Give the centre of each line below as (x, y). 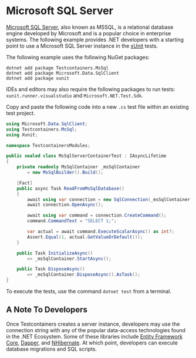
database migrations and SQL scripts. (52, 349)
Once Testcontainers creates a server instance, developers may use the (93, 324)
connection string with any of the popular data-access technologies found (96, 330)
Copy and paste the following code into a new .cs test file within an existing (97, 106)
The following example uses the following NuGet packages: (78, 57)
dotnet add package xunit (38, 78)
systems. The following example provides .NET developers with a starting (95, 39)
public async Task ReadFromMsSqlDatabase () (71, 188)
